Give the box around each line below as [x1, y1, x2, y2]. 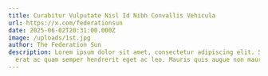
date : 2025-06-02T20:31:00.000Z [8, 26, 116, 34]
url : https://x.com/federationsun [8, 19, 124, 27]
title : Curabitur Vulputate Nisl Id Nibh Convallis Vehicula [8, 11, 216, 20]
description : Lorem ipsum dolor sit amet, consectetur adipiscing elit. [8, 48, 255, 56]
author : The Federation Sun [8, 41, 102, 49]
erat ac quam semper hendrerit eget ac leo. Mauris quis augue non [15, 56, 245, 64]
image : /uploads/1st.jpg [8, 33, 91, 42]
